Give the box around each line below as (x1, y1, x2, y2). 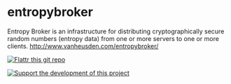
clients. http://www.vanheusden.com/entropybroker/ (7, 42, 159, 50)
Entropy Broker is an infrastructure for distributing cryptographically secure (7, 27, 225, 35)
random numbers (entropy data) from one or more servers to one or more (7, 34, 219, 42)
